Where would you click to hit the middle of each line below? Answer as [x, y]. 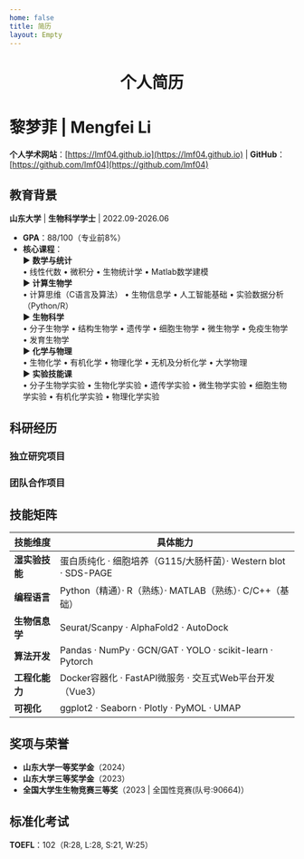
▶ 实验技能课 [47, 374]
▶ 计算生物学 [47, 283]
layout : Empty [36, 34]
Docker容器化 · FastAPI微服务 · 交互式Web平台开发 [168, 678]
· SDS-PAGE [86, 573]
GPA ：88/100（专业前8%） [74, 238]
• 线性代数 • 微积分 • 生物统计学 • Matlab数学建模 [115, 272]
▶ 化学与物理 [47, 351]
